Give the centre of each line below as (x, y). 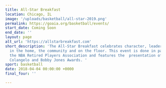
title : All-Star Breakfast (33, 10)
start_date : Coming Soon (31, 28)
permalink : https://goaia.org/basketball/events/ (57, 23)
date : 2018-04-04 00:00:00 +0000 (40, 69)
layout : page (19, 37)
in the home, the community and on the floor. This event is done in (83, 51)
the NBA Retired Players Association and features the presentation (83, 55)
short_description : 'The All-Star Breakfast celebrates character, (76, 46)
